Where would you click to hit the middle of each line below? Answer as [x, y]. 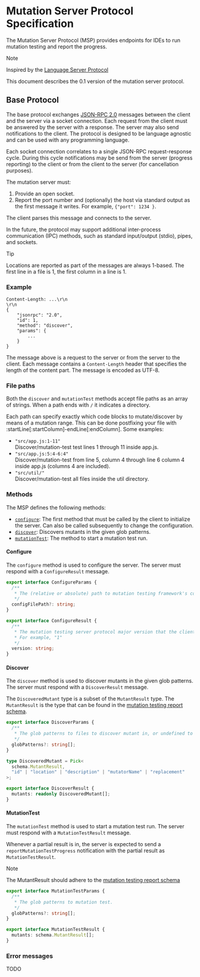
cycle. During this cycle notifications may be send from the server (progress [99, 158]
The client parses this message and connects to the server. [79, 218]
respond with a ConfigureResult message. [58, 571]
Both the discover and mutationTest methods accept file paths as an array [97, 399]
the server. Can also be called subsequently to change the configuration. [104, 525]
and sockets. [22, 242]
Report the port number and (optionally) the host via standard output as [102, 200]
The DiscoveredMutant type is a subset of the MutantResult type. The [90, 699]
